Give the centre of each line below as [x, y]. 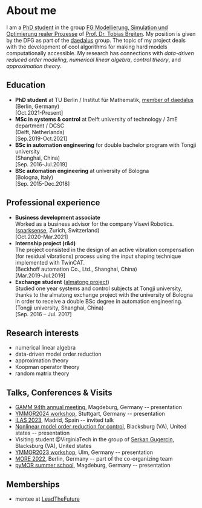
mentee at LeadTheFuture [47, 499]
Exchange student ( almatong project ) [62, 282]
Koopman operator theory [47, 367]
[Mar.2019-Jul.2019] [40, 275]
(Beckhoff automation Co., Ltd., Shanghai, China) [76, 269]
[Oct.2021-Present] [39, 112]
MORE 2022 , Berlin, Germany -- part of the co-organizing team [94, 459]
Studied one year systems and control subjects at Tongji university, [99, 288]
